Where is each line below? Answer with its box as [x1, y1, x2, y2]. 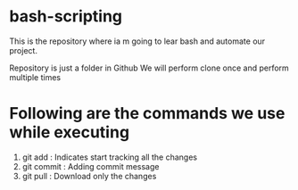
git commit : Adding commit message [21, 161, 160, 171]
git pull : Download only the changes [21, 170, 157, 181]
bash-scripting [9, 6, 123, 27]
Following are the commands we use [9, 103, 286, 124]
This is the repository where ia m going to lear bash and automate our [9, 36, 266, 46]
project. [9, 45, 38, 55]
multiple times [9, 71, 61, 82]
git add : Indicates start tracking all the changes [21, 152, 198, 162]
